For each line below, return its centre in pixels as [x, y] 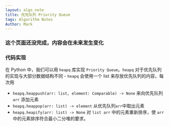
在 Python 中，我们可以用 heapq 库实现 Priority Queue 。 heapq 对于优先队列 [83, 70]
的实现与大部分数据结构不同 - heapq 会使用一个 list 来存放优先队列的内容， [82, 76]
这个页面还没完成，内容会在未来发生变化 [54, 43]
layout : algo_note [25, 10]
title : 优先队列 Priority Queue [38, 15]
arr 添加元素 [26, 100]
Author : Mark [19, 24]
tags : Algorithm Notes [29, 19]
